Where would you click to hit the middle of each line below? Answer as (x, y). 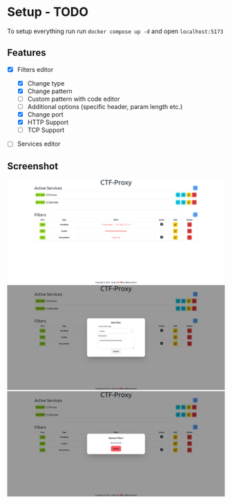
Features (27, 53)
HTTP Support (48, 122)
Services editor (39, 144)
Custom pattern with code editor (74, 99)
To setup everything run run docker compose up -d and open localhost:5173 (115, 31)
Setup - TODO (48, 12)
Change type (46, 83)
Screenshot (33, 166)
